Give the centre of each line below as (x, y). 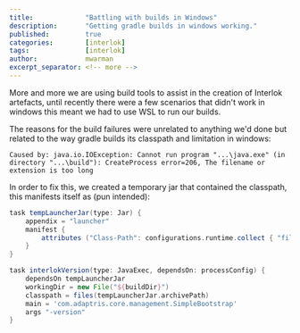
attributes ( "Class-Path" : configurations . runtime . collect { (158, 237)
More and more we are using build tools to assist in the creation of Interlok (146, 92)
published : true (55, 34)
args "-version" (56, 312)
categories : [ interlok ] (67, 42)
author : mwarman (62, 59)
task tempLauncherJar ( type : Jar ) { (75, 212)
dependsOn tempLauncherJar (75, 279)
